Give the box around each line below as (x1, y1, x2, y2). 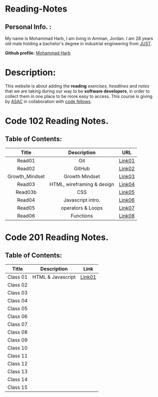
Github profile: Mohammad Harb (5, 50, 71, 56)
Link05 (119, 189, 135, 195)
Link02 (119, 165, 135, 172)
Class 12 (7, 360, 28, 367)
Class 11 (7, 352, 28, 359)
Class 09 (7, 336, 28, 343)
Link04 (119, 181, 135, 188)
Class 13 (7, 368, 28, 375)
